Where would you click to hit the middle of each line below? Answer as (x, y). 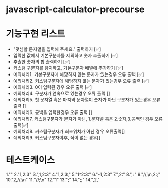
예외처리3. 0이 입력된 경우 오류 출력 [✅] (52, 87)
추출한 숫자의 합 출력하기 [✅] (42, 62)
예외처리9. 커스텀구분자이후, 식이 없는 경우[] (57, 138)
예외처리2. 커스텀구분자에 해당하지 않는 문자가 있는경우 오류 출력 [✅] (81, 81)
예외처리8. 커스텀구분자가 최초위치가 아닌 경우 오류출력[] (69, 131)
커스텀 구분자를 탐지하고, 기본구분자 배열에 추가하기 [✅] (68, 68)
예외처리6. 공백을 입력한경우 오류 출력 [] (53, 112)
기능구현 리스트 (36, 34)
